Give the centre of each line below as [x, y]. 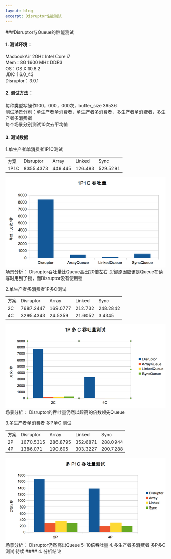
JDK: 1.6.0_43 [20, 74]
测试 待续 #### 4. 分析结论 [33, 551]
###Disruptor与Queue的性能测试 [40, 32]
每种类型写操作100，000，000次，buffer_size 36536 [61, 105]
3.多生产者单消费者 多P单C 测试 [38, 423]
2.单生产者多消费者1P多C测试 [36, 289]
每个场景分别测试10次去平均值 [37, 124]
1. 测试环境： [19, 45]
